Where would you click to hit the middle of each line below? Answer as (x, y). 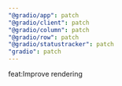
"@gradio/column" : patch (49, 30)
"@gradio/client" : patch (49, 23)
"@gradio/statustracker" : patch (61, 45)
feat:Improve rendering (45, 74)
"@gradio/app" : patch (44, 15)
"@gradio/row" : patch (44, 37)
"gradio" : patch (35, 52)
